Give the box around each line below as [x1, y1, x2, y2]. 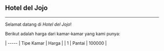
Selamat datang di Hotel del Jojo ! [5, 21, 72, 27]
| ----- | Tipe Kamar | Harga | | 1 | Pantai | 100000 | [5, 40, 107, 46]
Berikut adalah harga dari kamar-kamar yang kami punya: [5, 31, 121, 36]
